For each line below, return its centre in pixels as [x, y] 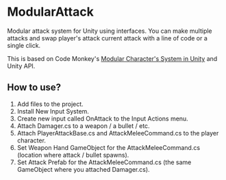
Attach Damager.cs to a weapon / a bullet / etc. [83, 126]
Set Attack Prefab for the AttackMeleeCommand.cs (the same [104, 162]
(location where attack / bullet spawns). [73, 155]
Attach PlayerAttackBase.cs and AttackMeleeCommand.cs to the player [118, 133]
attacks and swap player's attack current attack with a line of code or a [107, 38]
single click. [24, 45]
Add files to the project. [50, 104]
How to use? [34, 87]
